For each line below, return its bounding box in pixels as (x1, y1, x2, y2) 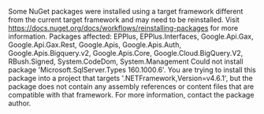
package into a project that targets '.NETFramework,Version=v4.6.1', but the (8, 74, 254, 83)
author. (8, 98, 32, 108)
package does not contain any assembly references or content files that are (8, 82, 255, 91)
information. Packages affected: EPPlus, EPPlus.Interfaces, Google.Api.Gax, (8, 31, 254, 41)
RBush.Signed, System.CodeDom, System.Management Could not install (8, 57, 244, 66)
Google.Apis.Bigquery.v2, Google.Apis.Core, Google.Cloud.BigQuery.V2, (8, 49, 244, 57)
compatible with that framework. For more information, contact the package (8, 90, 255, 99)
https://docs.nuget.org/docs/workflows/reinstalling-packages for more (8, 24, 239, 32)
